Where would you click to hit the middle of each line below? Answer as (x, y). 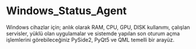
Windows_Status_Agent (67, 11)
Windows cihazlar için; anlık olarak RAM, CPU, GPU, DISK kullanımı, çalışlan (98, 27)
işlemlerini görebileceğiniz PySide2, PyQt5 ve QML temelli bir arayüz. (90, 40)
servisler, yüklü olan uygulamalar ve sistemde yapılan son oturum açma (93, 33)
